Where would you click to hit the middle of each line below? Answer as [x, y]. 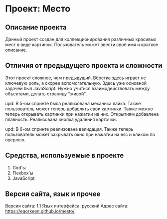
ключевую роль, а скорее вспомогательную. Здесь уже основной [76, 83]
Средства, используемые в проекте [65, 156]
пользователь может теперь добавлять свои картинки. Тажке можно [79, 109]
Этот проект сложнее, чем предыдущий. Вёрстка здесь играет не [76, 78]
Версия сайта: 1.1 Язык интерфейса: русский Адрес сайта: [67, 206]
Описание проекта [36, 27]
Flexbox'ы [23, 173]
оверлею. [15, 140]
